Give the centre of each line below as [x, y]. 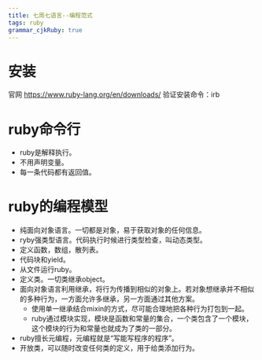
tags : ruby [26, 23]
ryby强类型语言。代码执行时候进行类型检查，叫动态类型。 [113, 240]
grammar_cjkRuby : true [45, 30]
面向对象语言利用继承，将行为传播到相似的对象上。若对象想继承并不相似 [137, 289]
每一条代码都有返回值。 [57, 172]
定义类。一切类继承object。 [64, 279]
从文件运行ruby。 [48, 270]
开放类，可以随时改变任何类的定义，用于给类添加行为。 [109, 348]
